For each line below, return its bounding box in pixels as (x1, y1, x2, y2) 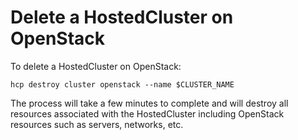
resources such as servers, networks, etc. (10, 118, 184, 130)
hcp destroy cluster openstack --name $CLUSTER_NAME (10, 79, 235, 90)
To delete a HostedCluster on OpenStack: (10, 60, 182, 72)
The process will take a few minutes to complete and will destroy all (10, 97, 289, 109)
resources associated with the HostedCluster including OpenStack (10, 107, 285, 120)
